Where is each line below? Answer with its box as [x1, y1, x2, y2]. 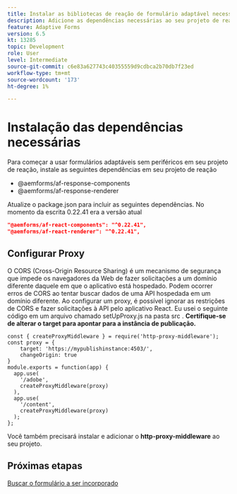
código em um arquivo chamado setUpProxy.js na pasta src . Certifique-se [7, 311, 226, 320]
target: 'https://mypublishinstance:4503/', [20, 345, 153, 352]
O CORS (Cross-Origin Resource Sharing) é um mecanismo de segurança [7, 266, 221, 275]
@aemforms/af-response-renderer [17, 187, 119, 195]
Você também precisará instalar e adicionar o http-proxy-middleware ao [7, 432, 220, 440]
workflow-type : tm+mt [7, 69, 71, 76]
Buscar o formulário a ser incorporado [7, 478, 119, 487]
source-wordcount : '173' [7, 76, 80, 84]
